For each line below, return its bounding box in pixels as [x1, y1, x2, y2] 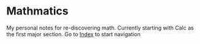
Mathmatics [6, 4, 69, 18]
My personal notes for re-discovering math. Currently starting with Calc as [6, 24, 194, 31]
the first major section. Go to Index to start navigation [6, 30, 141, 37]
